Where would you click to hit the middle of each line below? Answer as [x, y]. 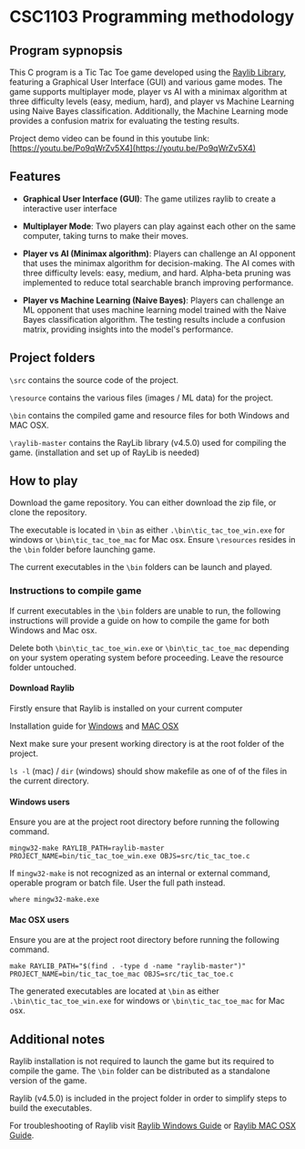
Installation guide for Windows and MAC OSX [94, 726]
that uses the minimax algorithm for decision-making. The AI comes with [159, 263]
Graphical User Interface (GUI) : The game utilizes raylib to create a [149, 199]
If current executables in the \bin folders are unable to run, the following [145, 611]
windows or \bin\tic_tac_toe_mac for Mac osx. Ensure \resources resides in [152, 540]
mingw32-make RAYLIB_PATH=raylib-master [87, 849]
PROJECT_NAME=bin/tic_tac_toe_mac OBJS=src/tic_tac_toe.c [122, 974]
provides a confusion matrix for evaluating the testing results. [124, 121]
